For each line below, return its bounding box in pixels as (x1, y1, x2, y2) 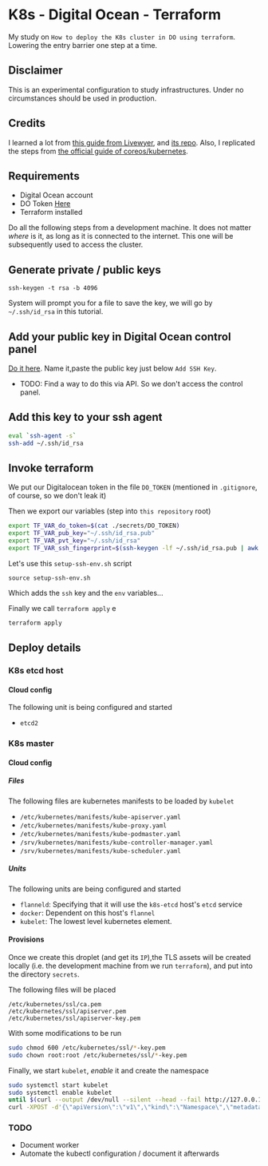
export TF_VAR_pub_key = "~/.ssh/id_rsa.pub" (8, 529, 156, 537)
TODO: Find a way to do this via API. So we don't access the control (19, 379, 243, 388)
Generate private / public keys (8, 263, 162, 276)
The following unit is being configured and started (8, 703, 173, 712)
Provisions (8, 934, 45, 944)
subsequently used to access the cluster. (8, 240, 144, 249)
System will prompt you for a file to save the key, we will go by (8, 298, 213, 308)
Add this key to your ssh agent (8, 410, 163, 424)
